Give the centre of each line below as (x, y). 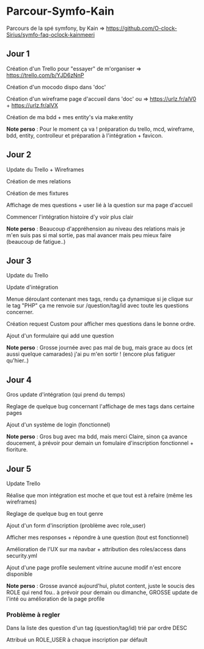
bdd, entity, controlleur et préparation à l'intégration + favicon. (85, 135)
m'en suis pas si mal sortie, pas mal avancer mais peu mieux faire (89, 235)
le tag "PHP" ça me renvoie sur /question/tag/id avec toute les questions (98, 306)
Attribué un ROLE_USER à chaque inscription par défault (77, 640)
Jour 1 (18, 54)
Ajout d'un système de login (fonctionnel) (58, 425)
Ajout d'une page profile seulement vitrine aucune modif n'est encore (94, 567)
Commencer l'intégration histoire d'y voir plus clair (70, 217)
